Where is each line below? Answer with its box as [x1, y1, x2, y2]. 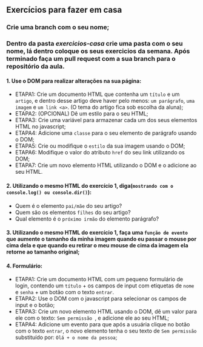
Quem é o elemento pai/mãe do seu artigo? [15, 202, 122, 209]
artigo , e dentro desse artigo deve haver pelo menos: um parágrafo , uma [15, 97, 195, 105]
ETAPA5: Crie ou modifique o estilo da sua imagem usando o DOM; [15, 142, 185, 149]
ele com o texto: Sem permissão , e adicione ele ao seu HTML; [15, 314, 170, 321]
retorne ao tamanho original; [6, 249, 80, 256]
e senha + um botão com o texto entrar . [15, 289, 115, 296]
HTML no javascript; [15, 123, 66, 130]
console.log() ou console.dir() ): [6, 188, 92, 196]
